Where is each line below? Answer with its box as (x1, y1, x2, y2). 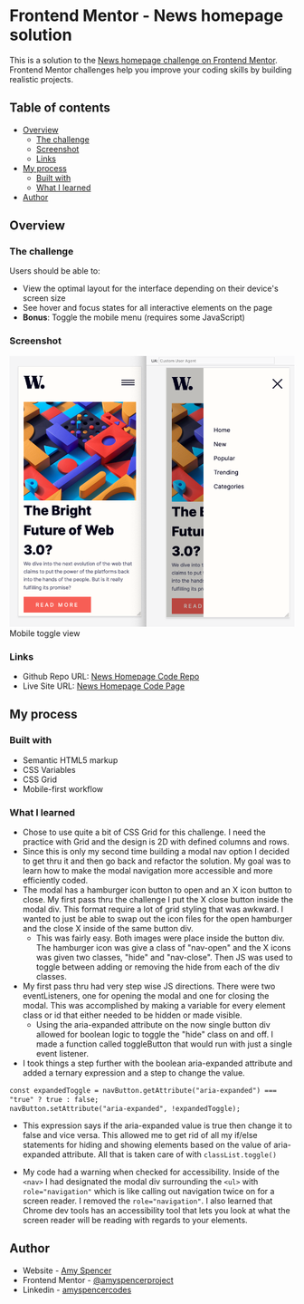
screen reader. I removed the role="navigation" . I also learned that (22, 1195, 273, 1206)
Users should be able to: (9, 266, 101, 276)
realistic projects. (9, 73, 74, 84)
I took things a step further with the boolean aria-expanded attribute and (22, 1058, 293, 1068)
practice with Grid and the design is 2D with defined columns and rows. (22, 836, 290, 847)
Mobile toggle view (9, 627, 81, 639)
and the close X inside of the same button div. (22, 922, 195, 933)
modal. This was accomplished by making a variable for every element (22, 1000, 286, 1010)
